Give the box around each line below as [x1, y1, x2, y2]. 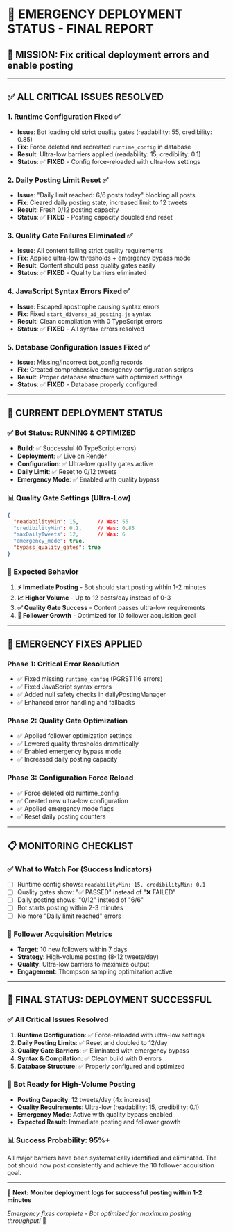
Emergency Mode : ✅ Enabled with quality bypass [17, 475, 160, 484]
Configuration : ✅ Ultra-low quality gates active [17, 459, 153, 468]
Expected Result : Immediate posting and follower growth [17, 1117, 181, 1126]
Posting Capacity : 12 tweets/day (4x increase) [17, 1095, 151, 1103]
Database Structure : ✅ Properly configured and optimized [17, 1062, 185, 1070]
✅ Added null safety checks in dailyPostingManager [17, 690, 166, 698]
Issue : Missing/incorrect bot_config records [17, 358, 144, 366]
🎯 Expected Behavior [7, 566, 79, 576]
